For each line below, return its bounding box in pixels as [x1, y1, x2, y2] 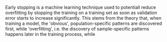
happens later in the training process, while [5, 31, 95, 37]
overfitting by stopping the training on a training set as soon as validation [5, 10, 157, 16]
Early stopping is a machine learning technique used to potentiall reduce [5, 5, 156, 10]
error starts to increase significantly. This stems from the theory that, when [5, 15, 162, 21]
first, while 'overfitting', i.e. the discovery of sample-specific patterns [5, 26, 149, 32]
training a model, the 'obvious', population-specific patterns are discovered [5, 20, 162, 26]
